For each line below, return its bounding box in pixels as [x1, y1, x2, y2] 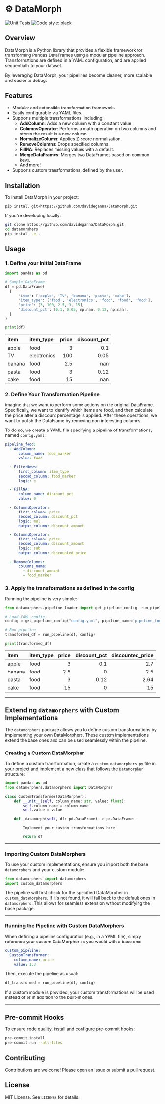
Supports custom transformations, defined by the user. [12, 167, 124, 173]
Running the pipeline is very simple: [5, 595, 77, 602]
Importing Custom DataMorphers [5, 850, 86, 857]
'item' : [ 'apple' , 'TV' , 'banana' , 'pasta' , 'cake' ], [18, 294, 131, 298]
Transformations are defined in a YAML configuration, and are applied [5, 57, 146, 63]
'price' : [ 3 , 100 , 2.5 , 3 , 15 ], [18, 302, 84, 307]
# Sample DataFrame [5, 280, 45, 285]
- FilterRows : [9, 464, 38, 469]
